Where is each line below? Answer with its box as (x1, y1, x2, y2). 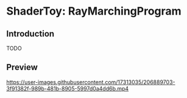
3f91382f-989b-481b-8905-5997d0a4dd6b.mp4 (6, 85, 129, 92)
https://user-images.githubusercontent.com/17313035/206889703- (6, 78, 175, 86)
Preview (6, 62, 38, 72)
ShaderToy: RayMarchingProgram (6, 4, 182, 18)
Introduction (6, 29, 55, 39)
